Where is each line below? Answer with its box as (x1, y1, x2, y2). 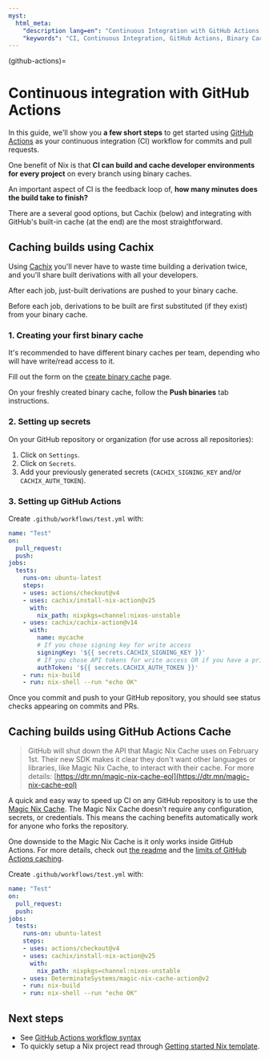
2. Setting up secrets (8, 416, 91, 428)
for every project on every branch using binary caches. (8, 169, 192, 179)
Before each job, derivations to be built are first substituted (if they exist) (8, 302, 248, 310)
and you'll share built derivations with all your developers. (8, 270, 199, 279)
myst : (8, 11, 26, 20)
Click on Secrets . (19, 458, 77, 468)
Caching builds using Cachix (8, 240, 155, 254)
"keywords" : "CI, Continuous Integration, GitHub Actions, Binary (22, 34, 249, 43)
